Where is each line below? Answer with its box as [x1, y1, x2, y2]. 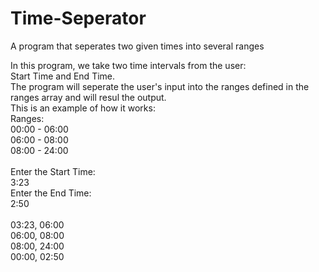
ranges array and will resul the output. [10, 91, 167, 103]
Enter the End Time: [10, 187, 92, 199]
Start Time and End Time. [10, 70, 116, 82]
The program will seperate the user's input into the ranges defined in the [10, 80, 310, 92]
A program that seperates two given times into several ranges [10, 40, 265, 52]
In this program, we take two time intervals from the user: [10, 59, 247, 71]
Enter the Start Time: [10, 165, 96, 177]
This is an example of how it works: [10, 102, 156, 114]
